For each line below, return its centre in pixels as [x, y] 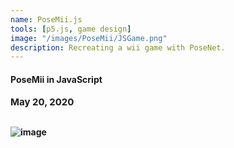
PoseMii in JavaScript [56, 79]
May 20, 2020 [42, 102]
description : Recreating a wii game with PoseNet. [118, 47]
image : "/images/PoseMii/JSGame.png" [89, 38]
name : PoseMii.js [46, 19]
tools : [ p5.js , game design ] [71, 29]
